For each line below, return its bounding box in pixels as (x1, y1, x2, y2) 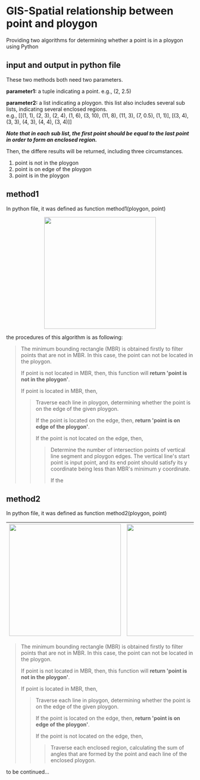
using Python (6, 43, 39, 50)
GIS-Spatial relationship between (6, 4, 174, 18)
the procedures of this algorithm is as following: (6, 333, 123, 341)
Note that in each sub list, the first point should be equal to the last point (6, 129, 189, 137)
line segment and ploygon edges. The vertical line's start (50, 452, 190, 460)
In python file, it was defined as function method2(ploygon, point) (6, 510, 167, 517)
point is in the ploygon (14, 172, 70, 179)
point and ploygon (6, 17, 98, 30)
